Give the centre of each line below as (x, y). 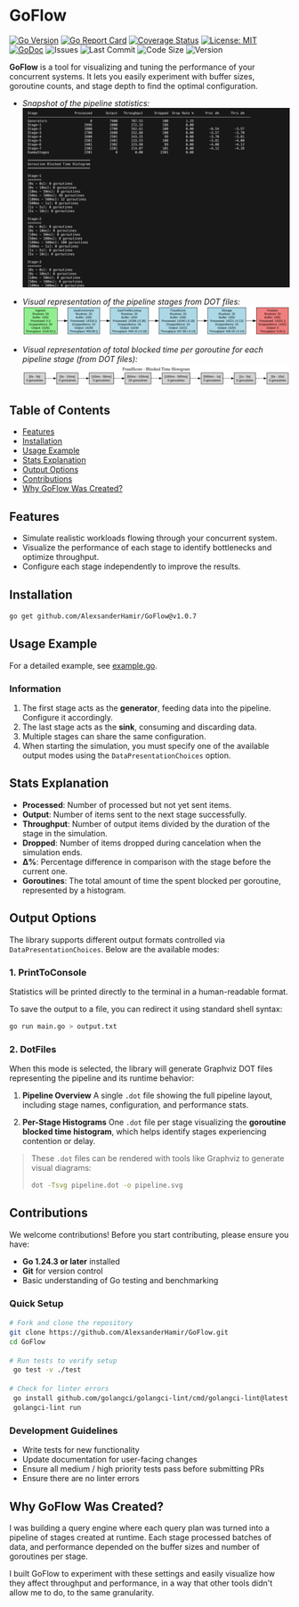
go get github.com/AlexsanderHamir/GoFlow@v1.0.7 (103, 616)
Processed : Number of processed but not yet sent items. (127, 804)
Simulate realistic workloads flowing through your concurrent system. (149, 538)
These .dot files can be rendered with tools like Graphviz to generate (158, 1158)
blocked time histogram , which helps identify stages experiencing (144, 1132)
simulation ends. (52, 852)
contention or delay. (59, 1141)
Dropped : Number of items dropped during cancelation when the (141, 843)
